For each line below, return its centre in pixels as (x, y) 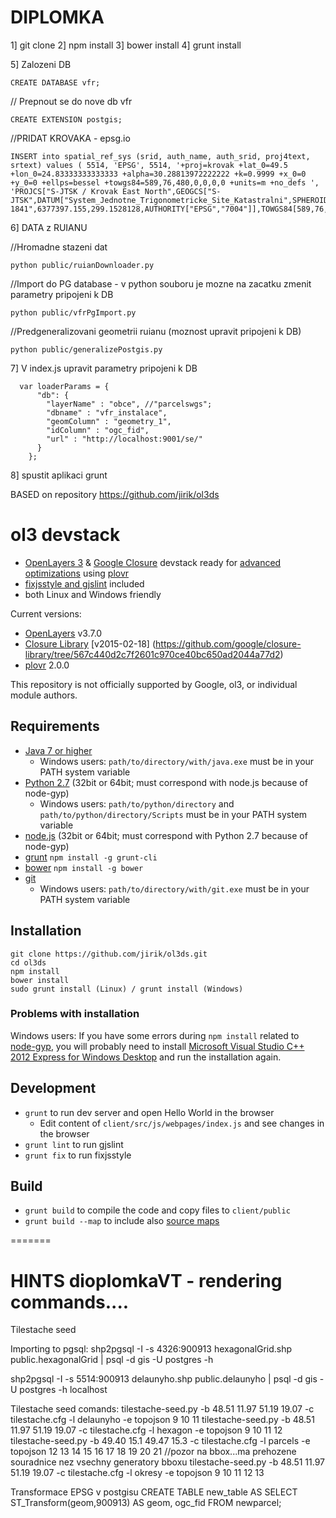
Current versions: (46, 613)
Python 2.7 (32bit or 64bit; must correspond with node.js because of (166, 782)
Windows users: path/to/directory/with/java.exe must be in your (177, 761)
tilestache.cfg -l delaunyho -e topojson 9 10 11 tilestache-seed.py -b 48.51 (162, 1420)
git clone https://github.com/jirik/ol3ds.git (109, 954)
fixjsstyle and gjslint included (84, 583)
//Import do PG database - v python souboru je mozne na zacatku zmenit (161, 283)
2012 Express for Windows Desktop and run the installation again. (146, 1057)
